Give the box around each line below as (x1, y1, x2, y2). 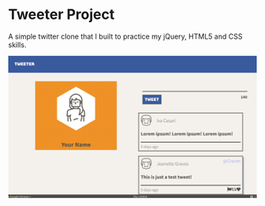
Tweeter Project (8, 6, 115, 24)
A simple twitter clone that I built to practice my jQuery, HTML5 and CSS (8, 32, 243, 41)
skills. (8, 39, 27, 49)
